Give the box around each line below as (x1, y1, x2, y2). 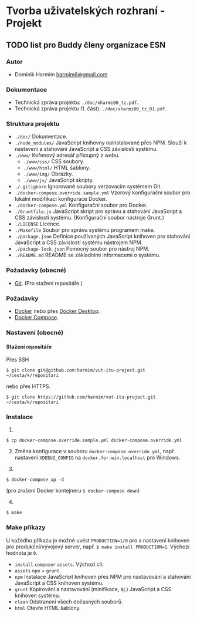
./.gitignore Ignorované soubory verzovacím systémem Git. (14, 183, 162, 190)
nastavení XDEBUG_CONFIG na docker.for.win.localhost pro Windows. (14, 454, 181, 461)
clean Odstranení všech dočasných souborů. (14, 598, 123, 605)
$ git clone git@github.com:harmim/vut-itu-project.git (6, 367, 145, 373)
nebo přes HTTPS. (6, 383, 51, 390)
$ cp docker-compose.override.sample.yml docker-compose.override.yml (6, 437, 182, 444)
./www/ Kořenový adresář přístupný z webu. (14, 151, 120, 159)
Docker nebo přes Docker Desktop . (14, 308, 100, 315)
